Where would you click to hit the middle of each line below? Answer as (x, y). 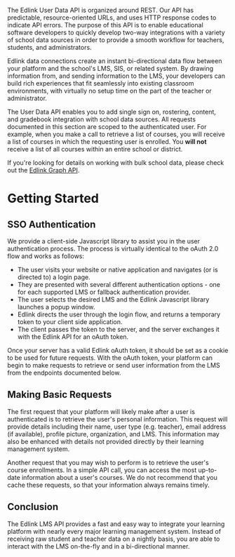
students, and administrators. (50, 47)
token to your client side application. (70, 322)
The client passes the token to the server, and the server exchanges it (118, 329)
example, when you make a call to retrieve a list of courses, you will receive (116, 134)
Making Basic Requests (60, 395)
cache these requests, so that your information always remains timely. (108, 485)
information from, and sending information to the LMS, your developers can (116, 76)
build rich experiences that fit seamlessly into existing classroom (101, 83)
